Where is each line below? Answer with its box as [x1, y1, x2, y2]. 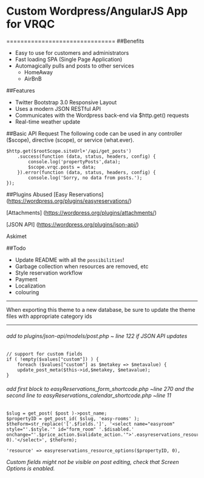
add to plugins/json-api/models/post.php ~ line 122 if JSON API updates [6, 332, 188, 339]
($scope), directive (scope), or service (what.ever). [6, 136, 135, 144]
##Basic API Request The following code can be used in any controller [6, 130, 183, 137]
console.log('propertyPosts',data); [28, 158, 121, 165]
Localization [15, 282, 46, 289]
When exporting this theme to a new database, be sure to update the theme [6, 306, 195, 313]
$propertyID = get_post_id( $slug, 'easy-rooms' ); [6, 416, 140, 422]
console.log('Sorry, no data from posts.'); [28, 175, 143, 181]
